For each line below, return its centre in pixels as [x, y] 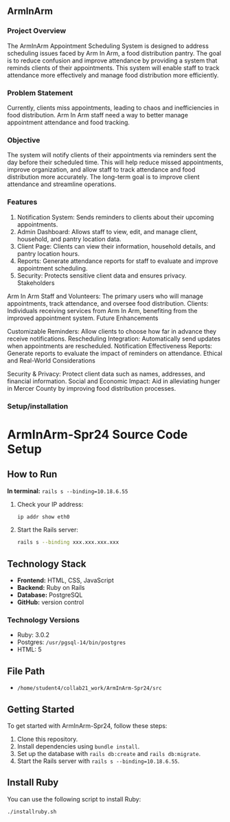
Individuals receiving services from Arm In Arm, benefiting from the [102, 310]
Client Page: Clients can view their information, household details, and [116, 246]
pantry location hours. [48, 253]
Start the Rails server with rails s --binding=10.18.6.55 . [98, 761]
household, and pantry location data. [69, 239]
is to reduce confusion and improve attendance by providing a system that [112, 60]
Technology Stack [47, 563]
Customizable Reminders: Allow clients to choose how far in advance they [112, 331]
